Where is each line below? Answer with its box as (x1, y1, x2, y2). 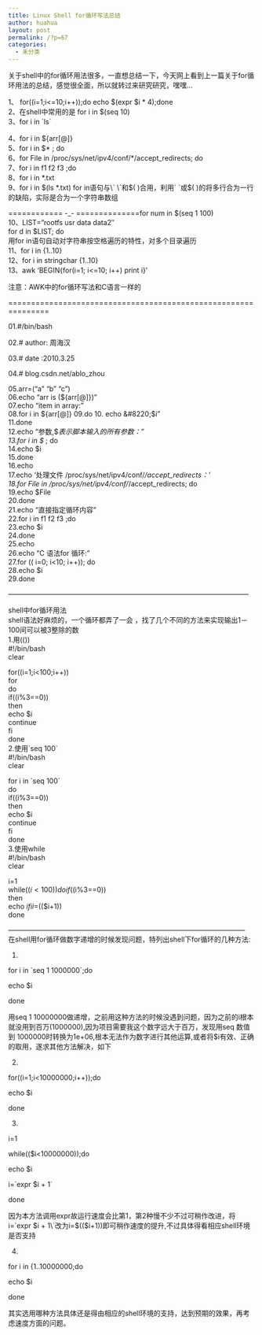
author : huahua (8, 19, 58, 27)
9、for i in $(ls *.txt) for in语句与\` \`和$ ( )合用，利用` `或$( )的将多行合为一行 (8, 183, 254, 192)
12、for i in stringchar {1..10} (8, 256, 99, 264)
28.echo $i (8, 566, 43, 575)
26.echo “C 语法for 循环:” (8, 549, 90, 557)
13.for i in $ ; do (8, 436, 59, 445)
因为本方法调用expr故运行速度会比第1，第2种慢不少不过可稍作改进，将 (8, 1211, 236, 1220)
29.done (8, 574, 35, 583)
